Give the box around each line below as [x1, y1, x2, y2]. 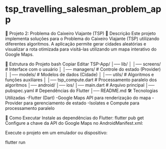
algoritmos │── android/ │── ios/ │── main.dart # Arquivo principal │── [5, 82, 155, 88]
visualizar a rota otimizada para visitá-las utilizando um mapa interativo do [5, 46, 157, 52]
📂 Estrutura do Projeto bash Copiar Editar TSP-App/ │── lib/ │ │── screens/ [5, 61, 161, 67]
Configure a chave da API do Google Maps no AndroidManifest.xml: [5, 120, 144, 126]
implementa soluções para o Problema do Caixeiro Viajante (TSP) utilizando [5, 36, 160, 42]
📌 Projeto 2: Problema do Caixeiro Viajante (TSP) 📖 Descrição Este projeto [5, 30, 156, 36]
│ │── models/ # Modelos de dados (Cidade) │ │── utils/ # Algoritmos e [5, 71, 154, 77]
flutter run [5, 139, 26, 145]
